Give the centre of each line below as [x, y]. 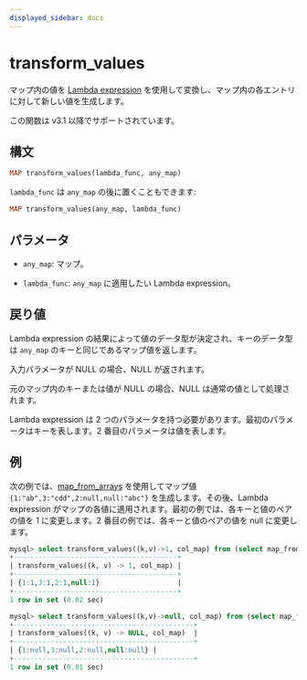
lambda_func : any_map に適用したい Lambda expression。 [129, 283]
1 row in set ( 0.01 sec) [57, 667]
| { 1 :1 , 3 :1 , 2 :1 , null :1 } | [95, 583]
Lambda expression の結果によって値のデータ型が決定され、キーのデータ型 [152, 338]
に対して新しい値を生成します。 [69, 100]
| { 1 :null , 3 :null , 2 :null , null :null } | [83, 650]
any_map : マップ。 [55, 263]
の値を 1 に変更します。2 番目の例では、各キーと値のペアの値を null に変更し [153, 520]
